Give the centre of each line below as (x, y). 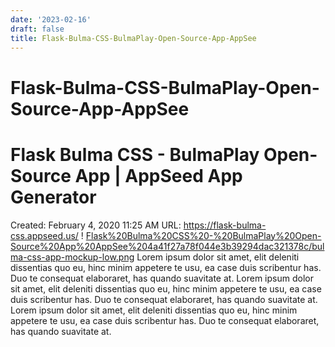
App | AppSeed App (158, 175)
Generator (53, 197)
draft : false (37, 29)
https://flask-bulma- (225, 225)
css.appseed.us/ (44, 235)
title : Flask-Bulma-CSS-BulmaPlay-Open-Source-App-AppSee (133, 38)
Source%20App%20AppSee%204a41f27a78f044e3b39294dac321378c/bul (167, 246)
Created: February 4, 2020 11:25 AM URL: (96, 225)
